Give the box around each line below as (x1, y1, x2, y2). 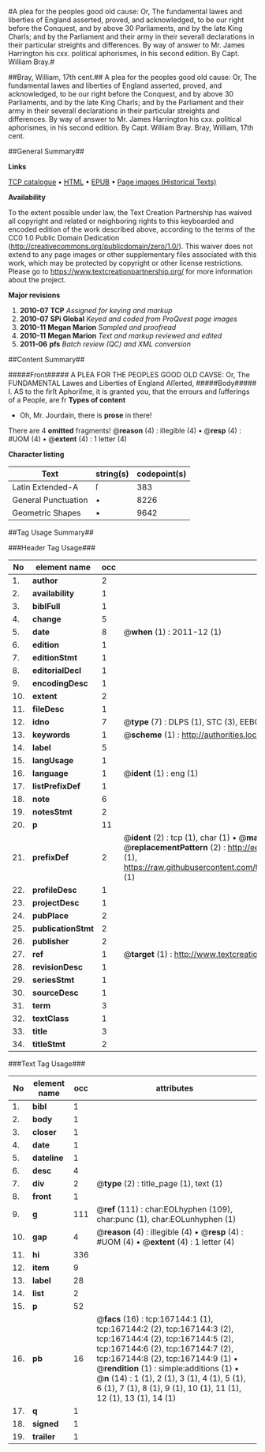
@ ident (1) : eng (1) (123, 768, 199, 778)
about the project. (8, 275, 66, 284)
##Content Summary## (8, 355, 85, 364)
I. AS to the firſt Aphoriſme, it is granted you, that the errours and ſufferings (8, 387, 250, 396)
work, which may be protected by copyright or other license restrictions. (8, 259, 243, 267)
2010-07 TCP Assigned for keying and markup (19, 306, 173, 315)
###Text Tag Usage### (8, 1059, 86, 1068)
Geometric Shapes (12, 508, 81, 518)
